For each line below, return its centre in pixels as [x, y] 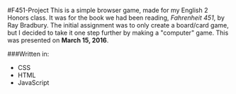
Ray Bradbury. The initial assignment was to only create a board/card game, [118, 25]
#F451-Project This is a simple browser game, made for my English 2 [108, 10]
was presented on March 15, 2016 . [58, 40]
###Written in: [28, 54]
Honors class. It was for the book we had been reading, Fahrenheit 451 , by [116, 18]
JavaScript [33, 83]
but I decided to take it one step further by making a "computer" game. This [118, 33]
